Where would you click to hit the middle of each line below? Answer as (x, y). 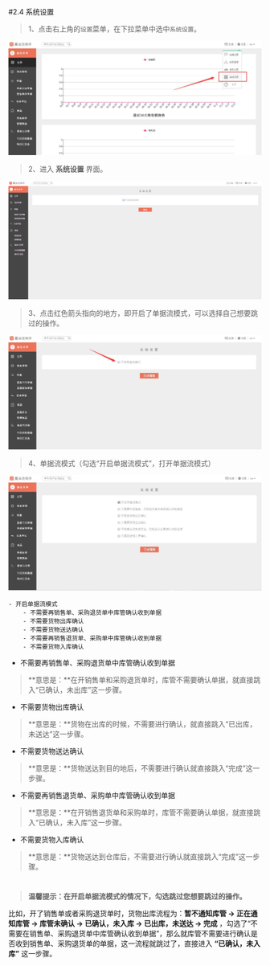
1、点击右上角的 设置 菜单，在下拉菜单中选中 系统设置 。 (114, 29)
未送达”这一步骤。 (58, 734)
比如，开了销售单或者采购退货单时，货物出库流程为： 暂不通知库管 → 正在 (129, 914)
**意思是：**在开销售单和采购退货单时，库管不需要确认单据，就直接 (141, 679)
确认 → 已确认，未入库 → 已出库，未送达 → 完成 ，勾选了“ (155, 923)
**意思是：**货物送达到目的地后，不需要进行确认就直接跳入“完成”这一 (144, 768)
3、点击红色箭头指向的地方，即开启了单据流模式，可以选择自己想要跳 (143, 313)
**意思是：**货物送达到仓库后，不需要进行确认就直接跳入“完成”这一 (140, 856)
